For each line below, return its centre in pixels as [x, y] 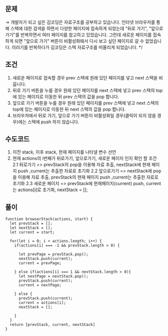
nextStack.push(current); [45, 259]
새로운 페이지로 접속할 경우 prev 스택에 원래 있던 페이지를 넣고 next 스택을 [85, 77]
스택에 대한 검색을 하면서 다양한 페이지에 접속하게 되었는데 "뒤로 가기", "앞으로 [87, 28]
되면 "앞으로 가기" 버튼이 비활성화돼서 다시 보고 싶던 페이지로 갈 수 [79, 41]
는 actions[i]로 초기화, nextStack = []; [50, 190]
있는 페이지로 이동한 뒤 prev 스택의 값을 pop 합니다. [68, 97]
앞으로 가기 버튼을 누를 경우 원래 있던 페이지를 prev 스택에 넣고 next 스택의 [86, 103]
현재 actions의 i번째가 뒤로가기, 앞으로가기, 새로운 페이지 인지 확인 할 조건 [85, 158]
